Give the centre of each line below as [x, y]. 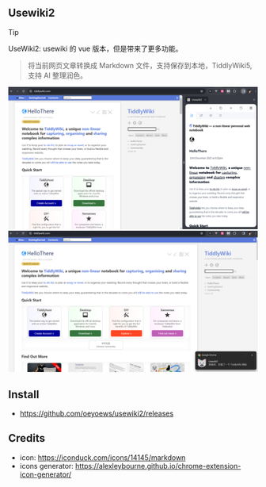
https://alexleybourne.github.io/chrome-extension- [158, 466]
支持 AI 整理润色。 [57, 75]
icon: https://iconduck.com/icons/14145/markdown [103, 457]
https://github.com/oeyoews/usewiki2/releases [97, 414]
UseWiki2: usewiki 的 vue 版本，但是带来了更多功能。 [95, 48]
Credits [27, 438]
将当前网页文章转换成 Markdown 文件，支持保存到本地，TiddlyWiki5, [140, 65]
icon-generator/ [46, 474]
